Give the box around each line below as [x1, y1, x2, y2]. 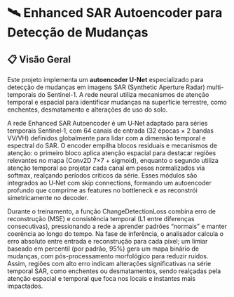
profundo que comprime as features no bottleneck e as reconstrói [7, 186, 198, 194]
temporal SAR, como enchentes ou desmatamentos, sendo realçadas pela [7, 267, 221, 275]
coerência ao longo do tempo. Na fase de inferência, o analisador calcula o [7, 230, 224, 238]
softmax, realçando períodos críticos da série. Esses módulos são [7, 171, 198, 179]
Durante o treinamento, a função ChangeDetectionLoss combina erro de [7, 207, 216, 216]
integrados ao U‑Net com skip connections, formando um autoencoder [7, 179, 212, 187]
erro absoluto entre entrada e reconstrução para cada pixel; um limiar [7, 237, 208, 245]
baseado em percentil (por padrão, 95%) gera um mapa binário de [7, 244, 200, 253]
